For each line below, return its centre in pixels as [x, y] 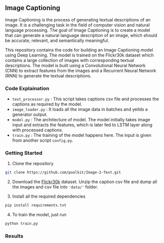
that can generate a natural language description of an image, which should [81, 35]
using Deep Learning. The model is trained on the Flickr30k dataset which [79, 55]
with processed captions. [38, 130]
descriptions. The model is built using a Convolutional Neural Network [75, 65]
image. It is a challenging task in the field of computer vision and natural [77, 25]
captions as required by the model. [47, 104]
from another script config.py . [43, 140]
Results [14, 236]
